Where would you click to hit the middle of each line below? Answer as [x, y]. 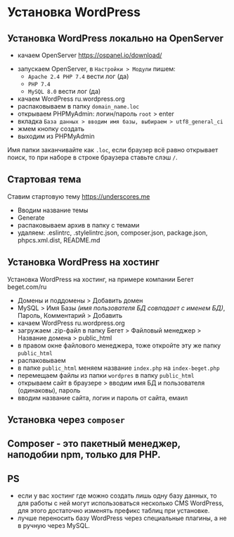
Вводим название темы [53, 210]
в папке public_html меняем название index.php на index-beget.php [118, 368]
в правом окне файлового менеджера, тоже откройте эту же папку [119, 345]
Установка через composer [66, 420]
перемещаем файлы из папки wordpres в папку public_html [106, 375]
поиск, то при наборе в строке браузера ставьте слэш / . [92, 157]
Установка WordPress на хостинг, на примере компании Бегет [100, 279]
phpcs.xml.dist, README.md [59, 240]
